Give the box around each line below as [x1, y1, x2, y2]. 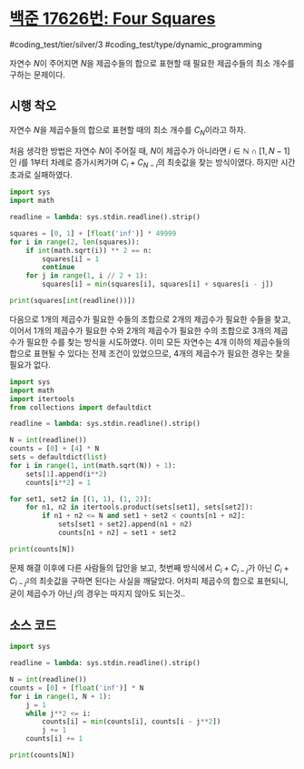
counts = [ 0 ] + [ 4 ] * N [9, 444, 100, 453]
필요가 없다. [9, 359, 52, 369]
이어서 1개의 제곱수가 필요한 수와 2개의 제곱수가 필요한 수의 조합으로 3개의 [9, 325, 272, 336]
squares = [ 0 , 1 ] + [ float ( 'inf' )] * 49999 [9, 228, 177, 238]
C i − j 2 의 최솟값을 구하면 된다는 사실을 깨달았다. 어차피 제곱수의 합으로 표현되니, [9, 575, 289, 588]
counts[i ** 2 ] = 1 [25, 478, 92, 487]
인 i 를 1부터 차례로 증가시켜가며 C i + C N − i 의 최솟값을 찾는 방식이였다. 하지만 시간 [9, 157, 296, 169]
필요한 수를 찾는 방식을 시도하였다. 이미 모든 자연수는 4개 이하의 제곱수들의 [25, 336, 290, 347]
